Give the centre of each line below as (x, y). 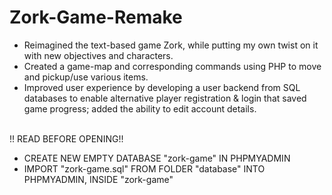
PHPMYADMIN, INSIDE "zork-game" (98, 179)
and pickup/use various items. (86, 77)
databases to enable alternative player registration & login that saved (165, 98)
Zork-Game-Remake (96, 17)
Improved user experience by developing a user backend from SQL (162, 87)
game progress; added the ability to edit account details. (140, 108)
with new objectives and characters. (98, 55)
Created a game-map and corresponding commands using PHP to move (172, 66)
